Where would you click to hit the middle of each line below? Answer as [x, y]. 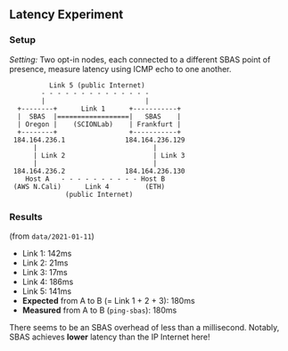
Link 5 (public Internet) [97, 85]
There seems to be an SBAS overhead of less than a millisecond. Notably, [144, 327]
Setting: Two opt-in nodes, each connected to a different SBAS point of [140, 59]
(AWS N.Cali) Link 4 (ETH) [89, 186]
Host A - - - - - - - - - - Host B [95, 179]
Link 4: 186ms [48, 282]
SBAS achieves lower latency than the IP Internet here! [110, 337]
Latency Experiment [66, 15]
